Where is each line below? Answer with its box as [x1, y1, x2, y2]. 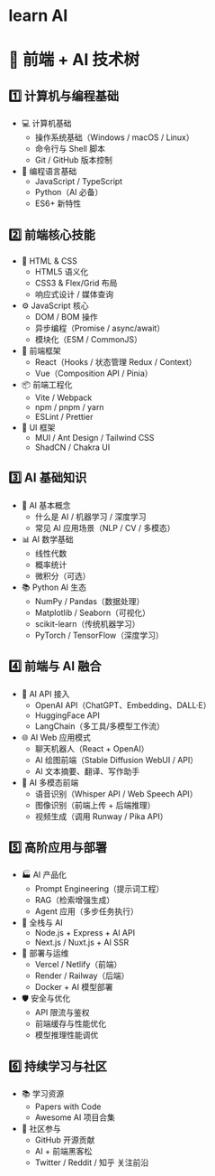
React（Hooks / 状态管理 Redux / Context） [34, 357, 197, 367]
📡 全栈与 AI [21, 918, 64, 929]
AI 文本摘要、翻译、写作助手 [34, 765, 140, 777]
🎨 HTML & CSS [21, 256, 78, 266]
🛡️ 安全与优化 [21, 993, 71, 1003]
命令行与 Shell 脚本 [34, 144, 105, 154]
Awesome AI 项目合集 [34, 1112, 116, 1123]
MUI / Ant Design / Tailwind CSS [34, 433, 155, 443]
